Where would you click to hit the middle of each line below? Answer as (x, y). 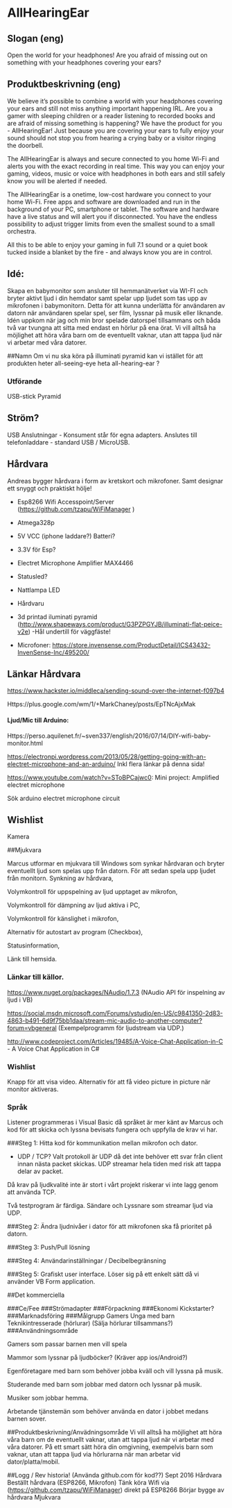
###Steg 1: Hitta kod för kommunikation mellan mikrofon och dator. (102, 1143)
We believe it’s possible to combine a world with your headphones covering (115, 101)
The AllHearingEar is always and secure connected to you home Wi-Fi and (113, 158)
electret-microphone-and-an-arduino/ (62, 764)
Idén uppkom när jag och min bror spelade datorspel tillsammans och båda (114, 320)
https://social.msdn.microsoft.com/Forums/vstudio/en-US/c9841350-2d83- (115, 1013)
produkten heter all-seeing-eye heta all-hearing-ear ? (83, 363)
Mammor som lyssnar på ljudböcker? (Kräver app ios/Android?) (98, 1358)
